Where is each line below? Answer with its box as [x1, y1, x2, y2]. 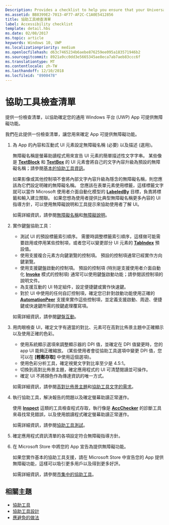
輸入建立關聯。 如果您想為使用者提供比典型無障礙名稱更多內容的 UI [21, 195, 161, 201]
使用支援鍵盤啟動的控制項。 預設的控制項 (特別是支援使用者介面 [20, 265, 152, 271]
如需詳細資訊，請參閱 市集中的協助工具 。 [12, 471, 97, 477]
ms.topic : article [5, 36, 44, 41]
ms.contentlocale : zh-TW [5, 64, 57, 69]
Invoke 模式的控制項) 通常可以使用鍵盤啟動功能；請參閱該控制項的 [26, 271, 163, 277]
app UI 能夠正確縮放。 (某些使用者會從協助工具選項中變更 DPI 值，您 [20, 347, 162, 353]
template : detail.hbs [5, 26, 51, 31]
